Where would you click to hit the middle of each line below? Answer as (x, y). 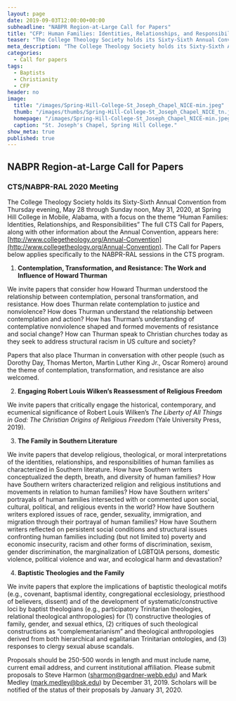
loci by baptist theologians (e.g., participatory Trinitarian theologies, (105, 609)
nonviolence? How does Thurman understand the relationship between (110, 311)
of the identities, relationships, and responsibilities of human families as (111, 462)
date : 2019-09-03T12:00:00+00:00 (56, 20)
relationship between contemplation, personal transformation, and (103, 296)
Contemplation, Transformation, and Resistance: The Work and (112, 267)
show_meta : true (31, 132)
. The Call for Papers (191, 246)
